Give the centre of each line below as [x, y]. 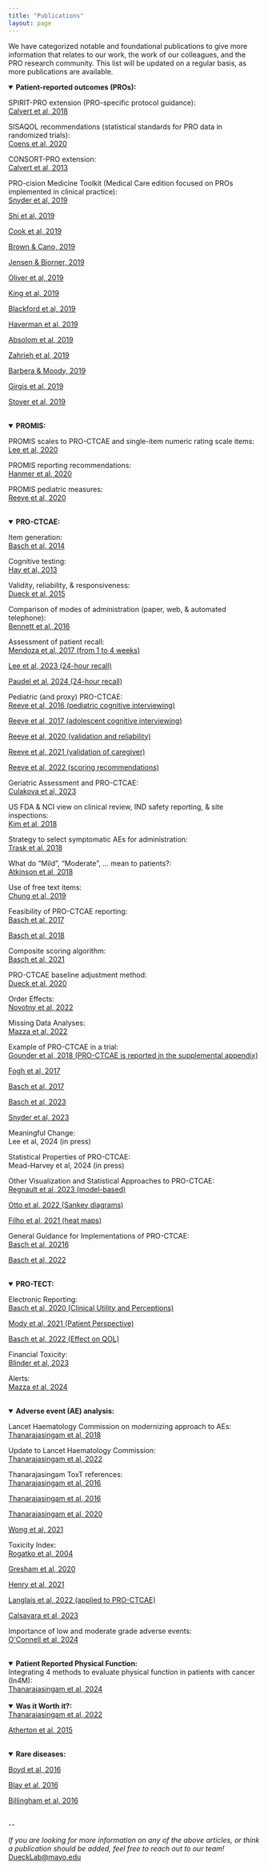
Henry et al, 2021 [36, 1584]
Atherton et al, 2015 [41, 1730]
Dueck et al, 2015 [37, 594]
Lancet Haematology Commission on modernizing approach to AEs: [120, 1426]
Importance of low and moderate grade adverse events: [100, 1631]
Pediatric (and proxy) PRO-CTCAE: [66, 696]
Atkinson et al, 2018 [41, 871]
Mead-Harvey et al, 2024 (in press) [66, 1165]
